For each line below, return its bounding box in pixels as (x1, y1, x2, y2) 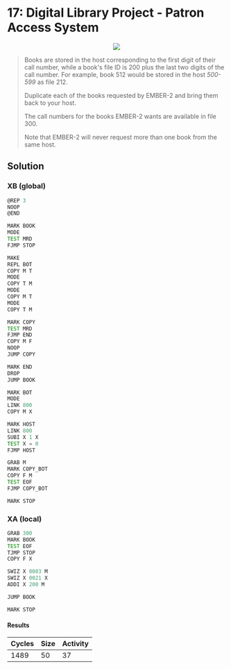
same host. (24, 140, 57, 149)
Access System (7, 19, 99, 35)
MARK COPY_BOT (7, 465, 49, 473)
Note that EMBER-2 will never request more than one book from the (24, 133, 217, 141)
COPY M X (7, 408, 33, 415)
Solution (7, 160, 44, 172)
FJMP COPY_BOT (7, 485, 49, 492)
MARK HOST (7, 421, 36, 428)
